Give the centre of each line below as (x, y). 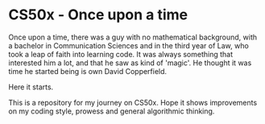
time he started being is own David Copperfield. (88, 71)
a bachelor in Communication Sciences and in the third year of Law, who (129, 45)
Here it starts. (31, 87)
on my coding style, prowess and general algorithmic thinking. (112, 111)
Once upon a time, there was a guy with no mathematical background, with (133, 37)
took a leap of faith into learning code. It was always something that (121, 54)
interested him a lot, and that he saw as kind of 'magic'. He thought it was (130, 63)
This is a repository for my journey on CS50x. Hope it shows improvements (133, 102)
